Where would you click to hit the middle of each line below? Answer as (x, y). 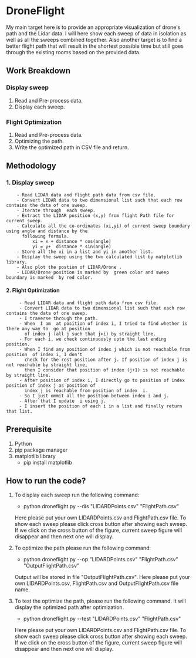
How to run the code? (46, 481)
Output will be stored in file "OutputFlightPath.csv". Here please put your (102, 577)
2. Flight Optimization (33, 291)
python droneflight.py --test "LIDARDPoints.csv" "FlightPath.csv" (102, 619)
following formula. (45, 236)
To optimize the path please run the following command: (83, 548)
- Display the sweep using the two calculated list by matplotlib (99, 257)
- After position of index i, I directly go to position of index (102, 380)
